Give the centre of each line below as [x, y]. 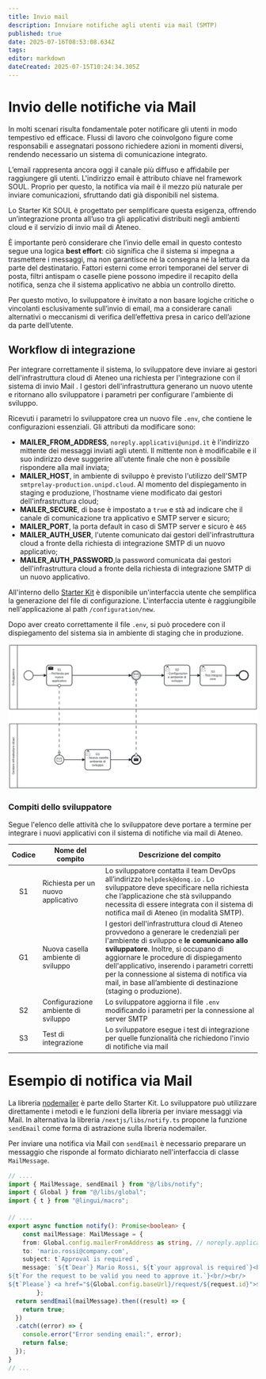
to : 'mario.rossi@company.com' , [76, 1251]
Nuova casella [65, 949]
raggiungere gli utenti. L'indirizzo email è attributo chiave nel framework [125, 178]
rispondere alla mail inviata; [64, 467]
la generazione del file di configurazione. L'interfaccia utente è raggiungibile [132, 600]
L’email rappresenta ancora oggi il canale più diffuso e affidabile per [119, 170]
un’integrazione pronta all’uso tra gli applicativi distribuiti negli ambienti [124, 219]
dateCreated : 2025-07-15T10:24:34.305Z [74, 67]
